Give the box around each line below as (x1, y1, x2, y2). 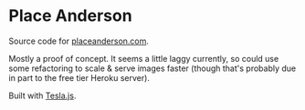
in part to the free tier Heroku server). (8, 72, 150, 83)
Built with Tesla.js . (8, 90, 77, 101)
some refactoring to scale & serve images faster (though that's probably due (8, 63, 297, 74)
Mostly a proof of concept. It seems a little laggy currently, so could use (8, 53, 279, 64)
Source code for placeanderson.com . (8, 35, 150, 46)
